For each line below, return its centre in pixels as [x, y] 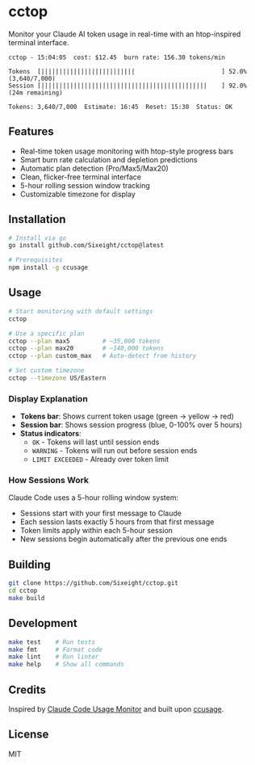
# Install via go [38, 238]
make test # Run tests [52, 642]
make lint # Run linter [54, 657]
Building [29, 564]
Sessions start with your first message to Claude [100, 513]
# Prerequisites [36, 260]
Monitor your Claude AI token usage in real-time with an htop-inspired [125, 34]
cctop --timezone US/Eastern [57, 378]
